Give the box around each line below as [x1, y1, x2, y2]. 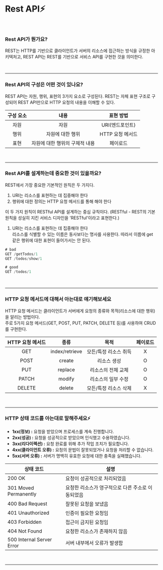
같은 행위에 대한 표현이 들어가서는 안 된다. [12, 237, 91, 243]
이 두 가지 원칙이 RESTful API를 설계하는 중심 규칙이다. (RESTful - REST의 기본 [5, 209, 156, 214]
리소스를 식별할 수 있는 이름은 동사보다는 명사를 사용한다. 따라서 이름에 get [12, 231, 153, 237]
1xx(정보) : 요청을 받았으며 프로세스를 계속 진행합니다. [12, 428, 114, 434]
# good [5, 265, 18, 270]
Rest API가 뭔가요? [5, 36, 48, 42]
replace [57, 366, 75, 373]
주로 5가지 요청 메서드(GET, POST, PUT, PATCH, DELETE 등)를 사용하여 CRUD [5, 320, 156, 326]
